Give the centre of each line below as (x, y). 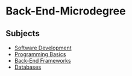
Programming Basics (40, 54)
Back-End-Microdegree (66, 11)
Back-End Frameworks (42, 61)
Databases (28, 67)
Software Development (43, 48)
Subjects (23, 33)
